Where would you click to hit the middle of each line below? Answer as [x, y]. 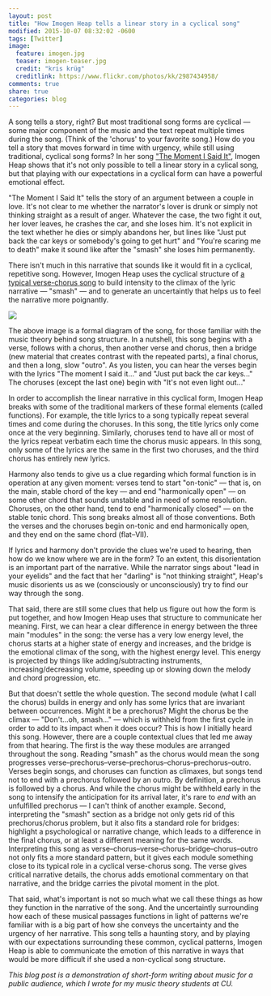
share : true [28, 91]
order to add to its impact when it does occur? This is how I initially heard [130, 728]
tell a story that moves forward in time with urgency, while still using [121, 148]
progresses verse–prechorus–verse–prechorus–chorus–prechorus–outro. [130, 762]
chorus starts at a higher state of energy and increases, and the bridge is [130, 644]
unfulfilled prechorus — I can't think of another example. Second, [117, 806]
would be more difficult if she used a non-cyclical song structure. [117, 960]
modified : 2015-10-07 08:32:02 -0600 [72, 31]
